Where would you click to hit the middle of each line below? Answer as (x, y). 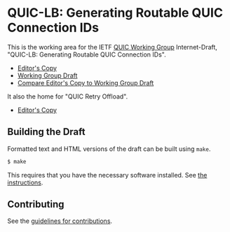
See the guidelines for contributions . (60, 221)
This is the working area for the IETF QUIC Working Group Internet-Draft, (112, 47)
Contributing (36, 204)
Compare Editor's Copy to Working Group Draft (86, 82)
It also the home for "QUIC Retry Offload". (68, 96)
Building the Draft (46, 132)
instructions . (25, 182)
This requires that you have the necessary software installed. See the (107, 175)
